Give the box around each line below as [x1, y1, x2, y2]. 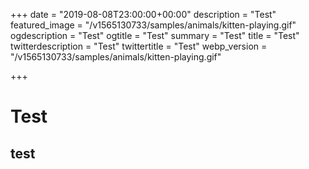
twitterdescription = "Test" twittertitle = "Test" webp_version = [10, 40, 268, 52]
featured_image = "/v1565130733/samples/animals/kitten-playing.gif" [10, 19, 297, 31]
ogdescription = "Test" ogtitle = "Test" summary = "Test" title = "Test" [10, 30, 300, 41]
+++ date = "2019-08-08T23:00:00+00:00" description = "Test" [10, 9, 277, 20]
